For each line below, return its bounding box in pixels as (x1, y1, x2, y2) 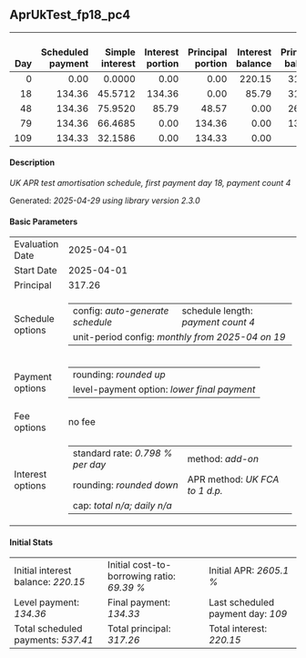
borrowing (107, 570, 152, 582)
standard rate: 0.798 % (72, 447, 173, 459)
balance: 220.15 (14, 576, 86, 589)
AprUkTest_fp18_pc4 (9, 7, 131, 23)
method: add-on (187, 453, 260, 466)
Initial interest (14, 564, 72, 577)
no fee (67, 416, 96, 428)
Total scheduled (14, 622, 83, 635)
